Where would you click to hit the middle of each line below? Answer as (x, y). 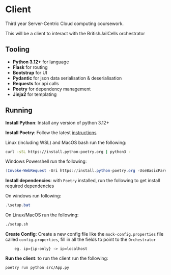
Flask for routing (30, 67)
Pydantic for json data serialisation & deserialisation (67, 78)
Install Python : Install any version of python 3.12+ (57, 122)
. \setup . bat (18, 205)
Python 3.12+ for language (41, 62)
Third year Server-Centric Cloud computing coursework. (64, 23)
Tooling (17, 49)
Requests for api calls (36, 83)
